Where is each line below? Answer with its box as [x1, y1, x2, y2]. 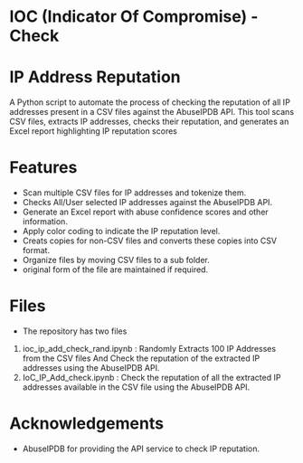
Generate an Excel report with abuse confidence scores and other [22, 206, 269, 218]
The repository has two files [22, 326, 128, 336]
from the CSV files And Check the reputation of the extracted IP [22, 353, 260, 364]
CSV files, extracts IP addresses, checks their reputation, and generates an [9, 116, 289, 128]
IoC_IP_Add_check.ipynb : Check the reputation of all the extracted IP [22, 373, 281, 383]
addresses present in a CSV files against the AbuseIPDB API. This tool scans [9, 107, 295, 118]
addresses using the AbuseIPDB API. [22, 363, 160, 373]
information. [22, 216, 68, 227]
